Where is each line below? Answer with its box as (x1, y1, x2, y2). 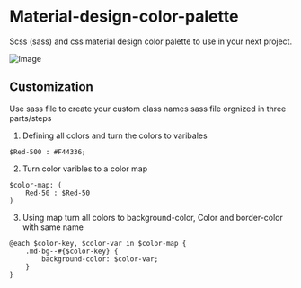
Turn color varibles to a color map (22, 163, 148, 174)
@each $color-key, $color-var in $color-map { (9, 239, 187, 248)
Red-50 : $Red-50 (25, 188, 91, 197)
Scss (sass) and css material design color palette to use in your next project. (9, 36, 293, 47)
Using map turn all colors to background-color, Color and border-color (22, 212, 283, 223)
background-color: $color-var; (41, 254, 159, 264)
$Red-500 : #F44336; (9, 147, 87, 156)
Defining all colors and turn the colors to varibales (22, 130, 208, 141)
